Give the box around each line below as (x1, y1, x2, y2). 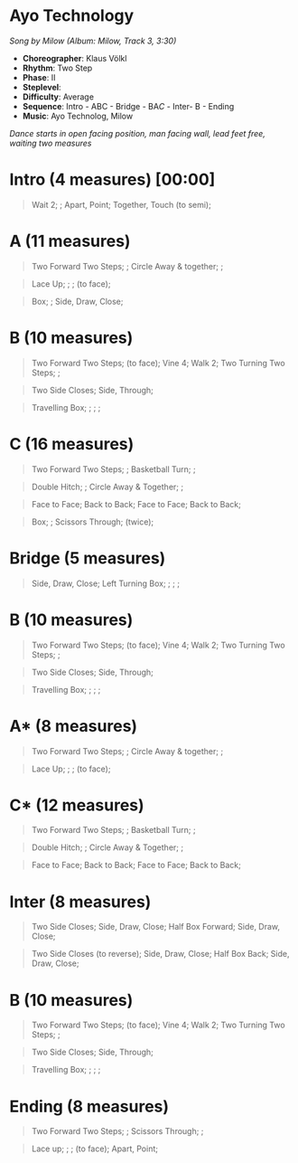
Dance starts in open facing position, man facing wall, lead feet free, (9, 128, 266, 138)
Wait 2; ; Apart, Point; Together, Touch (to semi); (31, 199, 212, 210)
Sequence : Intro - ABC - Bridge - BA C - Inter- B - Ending (22, 100, 235, 111)
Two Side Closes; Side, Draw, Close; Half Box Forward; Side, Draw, (31, 922, 281, 932)
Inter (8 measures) (9, 892, 152, 912)
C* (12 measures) (9, 795, 144, 815)
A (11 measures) (9, 232, 131, 251)
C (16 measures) (9, 433, 135, 454)
